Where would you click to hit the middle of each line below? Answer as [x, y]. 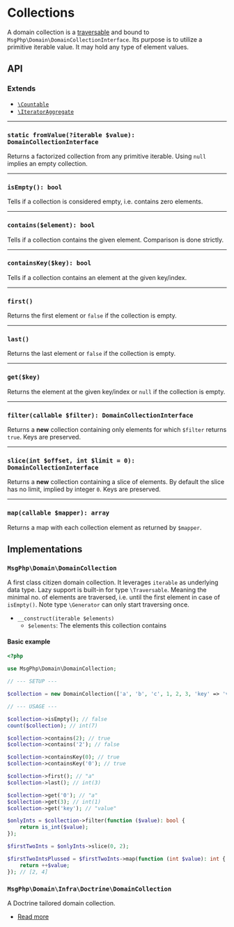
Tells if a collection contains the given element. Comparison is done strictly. [116, 240]
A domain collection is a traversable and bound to [78, 32]
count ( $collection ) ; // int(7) [53, 726]
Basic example [29, 641]
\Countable [33, 104]
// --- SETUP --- [32, 681]
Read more [33, 917]
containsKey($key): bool [49, 263]
